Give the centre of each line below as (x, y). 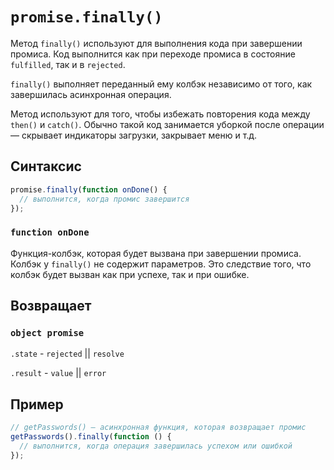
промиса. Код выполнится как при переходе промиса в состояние (153, 54)
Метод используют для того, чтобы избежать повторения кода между (160, 114)
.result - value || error (58, 373)
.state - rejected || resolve (67, 354)
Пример (37, 404)
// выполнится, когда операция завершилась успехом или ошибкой (156, 446)
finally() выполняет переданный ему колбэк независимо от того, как (161, 84)
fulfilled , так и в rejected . (68, 64)
